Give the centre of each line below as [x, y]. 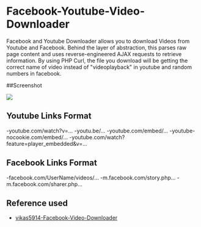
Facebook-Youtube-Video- [76, 11]
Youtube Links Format [49, 116]
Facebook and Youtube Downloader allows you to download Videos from [98, 41]
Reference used [37, 203]
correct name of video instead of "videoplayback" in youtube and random [99, 67]
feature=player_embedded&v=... [47, 143]
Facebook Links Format [52, 163]
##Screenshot [24, 85]
